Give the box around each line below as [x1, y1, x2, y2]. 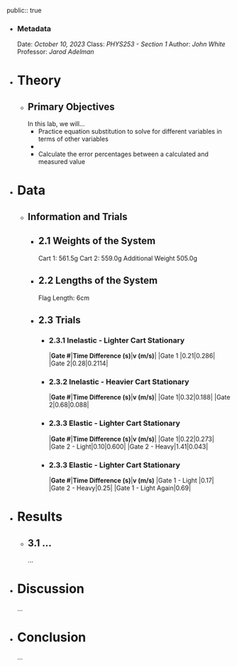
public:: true [6, 6, 42, 14]
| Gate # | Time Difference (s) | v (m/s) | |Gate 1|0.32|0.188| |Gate [48, 393, 231, 402]
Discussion [16, 581, 84, 597]
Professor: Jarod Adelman [16, 48, 94, 56]
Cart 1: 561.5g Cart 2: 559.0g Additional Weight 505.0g [38, 254, 198, 262]
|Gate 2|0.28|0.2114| [48, 359, 109, 368]
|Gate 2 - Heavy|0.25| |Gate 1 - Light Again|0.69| [48, 484, 192, 492]
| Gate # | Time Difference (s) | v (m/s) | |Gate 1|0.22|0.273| [48, 435, 214, 443]
